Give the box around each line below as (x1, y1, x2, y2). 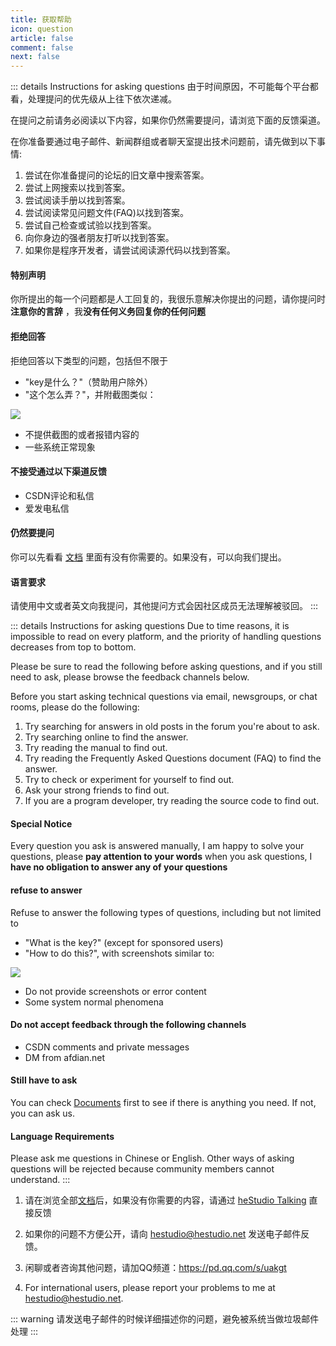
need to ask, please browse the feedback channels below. (10, 671, 250, 683)
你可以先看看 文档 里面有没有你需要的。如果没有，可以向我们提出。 (10, 551, 287, 563)
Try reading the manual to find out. (24, 742, 168, 754)
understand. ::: (10, 1174, 71, 1186)
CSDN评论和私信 (24, 489, 95, 501)
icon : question (10, 24, 74, 34)
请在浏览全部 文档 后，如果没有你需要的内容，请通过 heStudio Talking (24, 1194, 307, 1206)
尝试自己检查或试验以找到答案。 (24, 219, 157, 231)
